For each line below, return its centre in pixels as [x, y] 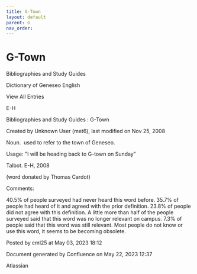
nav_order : [20, 28]
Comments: [20, 188]
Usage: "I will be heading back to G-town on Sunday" [71, 154]
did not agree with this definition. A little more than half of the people [90, 212]
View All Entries [25, 97]
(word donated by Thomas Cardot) [48, 177]
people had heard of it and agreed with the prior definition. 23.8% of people [98, 206]
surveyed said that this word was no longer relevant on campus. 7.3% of [94, 219]
